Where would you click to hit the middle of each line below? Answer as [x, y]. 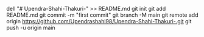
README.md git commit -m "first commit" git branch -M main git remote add [102, 15]
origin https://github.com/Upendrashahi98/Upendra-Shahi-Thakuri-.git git [99, 21]
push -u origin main [31, 27]
